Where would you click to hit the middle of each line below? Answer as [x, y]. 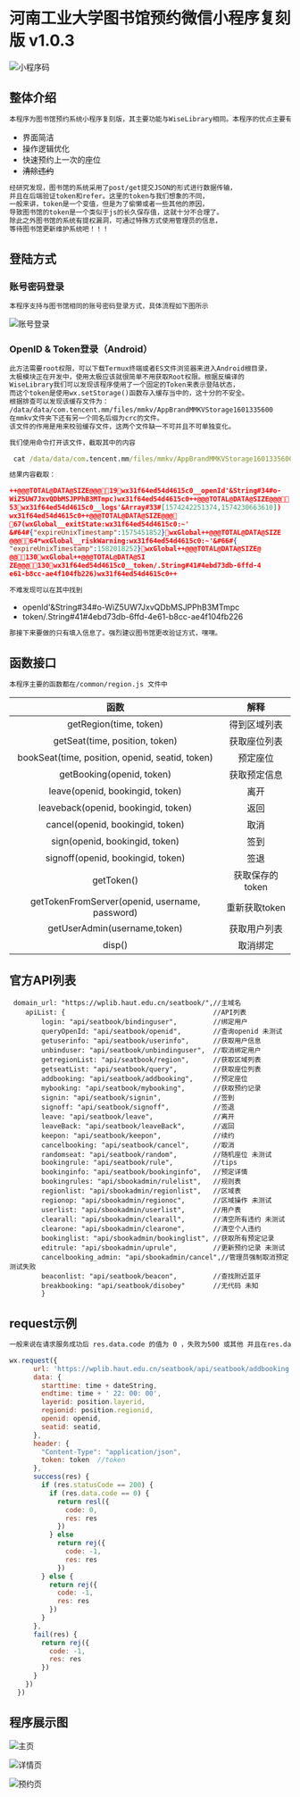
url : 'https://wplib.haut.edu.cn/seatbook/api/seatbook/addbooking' [163, 1369]
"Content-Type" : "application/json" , [111, 1452]
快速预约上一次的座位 [61, 159]
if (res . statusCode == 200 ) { [97, 1485]
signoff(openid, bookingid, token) [115, 858]
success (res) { [61, 1477]
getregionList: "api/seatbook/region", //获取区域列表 [151, 1060]
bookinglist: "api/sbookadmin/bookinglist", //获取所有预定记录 [158, 1239]
